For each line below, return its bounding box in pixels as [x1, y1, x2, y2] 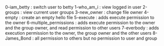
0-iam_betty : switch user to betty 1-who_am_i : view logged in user [5, 4, 142, 10]
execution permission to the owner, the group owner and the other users [5, 30, 152, 36]
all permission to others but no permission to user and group [34, 35, 157, 41]
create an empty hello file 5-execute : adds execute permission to [21, 15, 155, 20]
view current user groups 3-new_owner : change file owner [23, 9, 143, 15]
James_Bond [5, 35, 31, 41]
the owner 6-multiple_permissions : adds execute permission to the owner [5, 20, 156, 25]
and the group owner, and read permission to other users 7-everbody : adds [5, 25, 159, 31]
